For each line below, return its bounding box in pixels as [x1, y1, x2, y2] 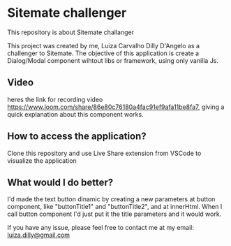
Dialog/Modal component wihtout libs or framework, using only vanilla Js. [7, 56, 218, 64]
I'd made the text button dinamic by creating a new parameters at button [7, 195, 216, 203]
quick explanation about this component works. [7, 110, 144, 118]
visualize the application [7, 156, 77, 165]
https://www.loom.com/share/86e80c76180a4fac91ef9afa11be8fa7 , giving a [7, 103, 225, 111]
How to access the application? [7, 131, 147, 143]
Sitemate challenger [7, 5, 127, 21]
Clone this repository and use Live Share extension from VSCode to [7, 149, 202, 157]
